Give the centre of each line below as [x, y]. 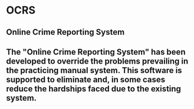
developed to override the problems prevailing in [97, 61]
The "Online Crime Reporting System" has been [96, 52]
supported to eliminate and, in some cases [86, 79]
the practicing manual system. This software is [94, 70]
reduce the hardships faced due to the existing [94, 89]
